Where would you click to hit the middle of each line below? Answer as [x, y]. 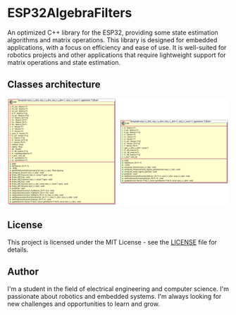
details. [18, 249]
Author [23, 272]
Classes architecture [54, 85]
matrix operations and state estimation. [64, 62]
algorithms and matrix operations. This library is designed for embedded [112, 39]
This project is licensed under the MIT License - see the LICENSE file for [112, 242]
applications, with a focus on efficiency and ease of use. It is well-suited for [117, 47]
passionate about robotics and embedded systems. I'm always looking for [114, 296]
